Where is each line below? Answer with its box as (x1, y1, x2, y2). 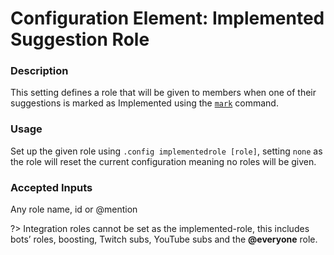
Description (10, 64, 69, 78)
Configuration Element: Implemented (10, 7, 325, 30)
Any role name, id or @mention (10, 203, 138, 216)
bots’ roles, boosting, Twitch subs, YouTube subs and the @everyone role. (10, 233, 318, 246)
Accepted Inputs (10, 180, 93, 194)
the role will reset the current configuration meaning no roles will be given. (10, 155, 317, 167)
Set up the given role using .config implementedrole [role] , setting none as (10, 145, 323, 157)
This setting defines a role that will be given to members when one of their (10, 87, 317, 99)
